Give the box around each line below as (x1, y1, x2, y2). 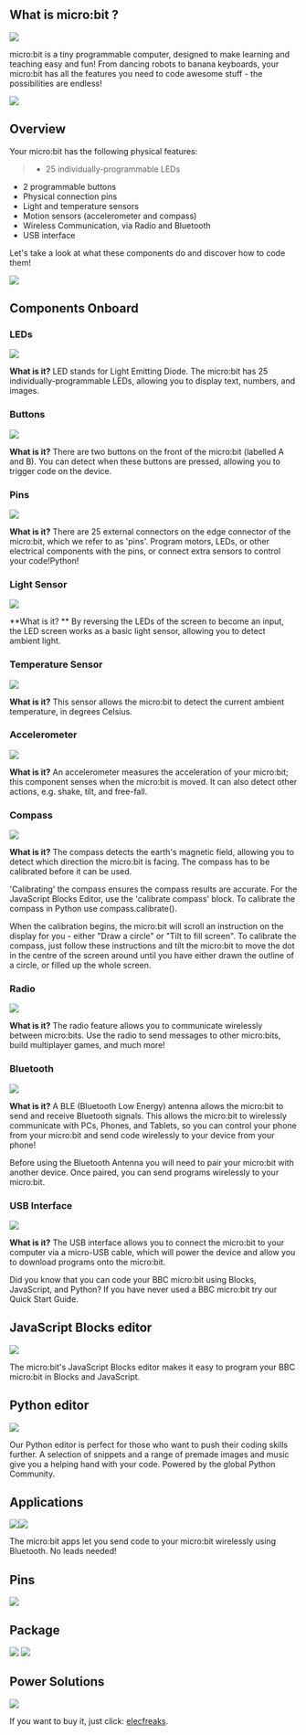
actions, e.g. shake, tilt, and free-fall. (9, 786, 148, 797)
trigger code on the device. (9, 465, 112, 476)
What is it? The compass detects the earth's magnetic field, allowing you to (9, 847, 295, 858)
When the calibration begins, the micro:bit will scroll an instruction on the (9, 921, 284, 932)
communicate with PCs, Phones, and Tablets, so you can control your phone (9, 1119, 297, 1131)
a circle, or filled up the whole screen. (9, 959, 152, 971)
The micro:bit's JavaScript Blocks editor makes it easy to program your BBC (9, 1361, 295, 1372)
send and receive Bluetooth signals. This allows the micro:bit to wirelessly (9, 1110, 288, 1121)
